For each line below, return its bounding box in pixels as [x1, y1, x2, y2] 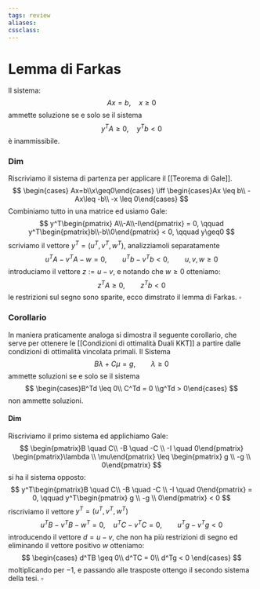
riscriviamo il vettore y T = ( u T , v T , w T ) [8, 505, 128, 516]
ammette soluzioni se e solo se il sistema [8, 371, 140, 381]
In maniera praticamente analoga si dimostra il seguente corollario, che [8, 330, 237, 339]
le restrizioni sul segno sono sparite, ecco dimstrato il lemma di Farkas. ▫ [8, 292, 242, 302]
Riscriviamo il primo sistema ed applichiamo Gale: [8, 431, 168, 441]
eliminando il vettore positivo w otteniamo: [8, 541, 145, 551]
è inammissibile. [8, 136, 60, 145]
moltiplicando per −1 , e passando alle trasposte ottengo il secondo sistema [8, 565, 250, 575]
